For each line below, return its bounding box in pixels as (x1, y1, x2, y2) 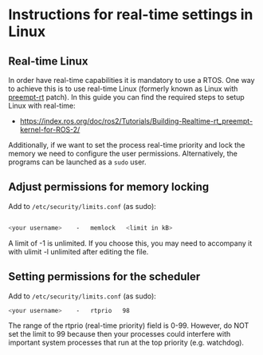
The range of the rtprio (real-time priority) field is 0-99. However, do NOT (8, 321, 249, 330)
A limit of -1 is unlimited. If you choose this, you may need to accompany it (8, 238, 253, 248)
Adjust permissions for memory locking (8, 180, 210, 194)
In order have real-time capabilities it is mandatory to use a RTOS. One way (8, 76, 255, 85)
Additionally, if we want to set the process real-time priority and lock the (8, 140, 245, 149)
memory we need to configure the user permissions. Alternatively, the (8, 149, 237, 158)
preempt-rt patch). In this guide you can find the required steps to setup (8, 93, 245, 101)
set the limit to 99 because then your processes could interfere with (8, 329, 231, 339)
